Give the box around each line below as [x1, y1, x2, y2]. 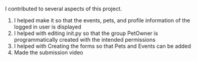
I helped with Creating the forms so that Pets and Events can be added [13, 42, 192, 50]
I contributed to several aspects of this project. [5, 5, 122, 12]
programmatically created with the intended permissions [13, 36, 156, 43]
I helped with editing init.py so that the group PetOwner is [13, 30, 158, 37]
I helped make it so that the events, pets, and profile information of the [13, 17, 190, 24]
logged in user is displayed [13, 24, 82, 30]
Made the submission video [13, 49, 83, 56]
